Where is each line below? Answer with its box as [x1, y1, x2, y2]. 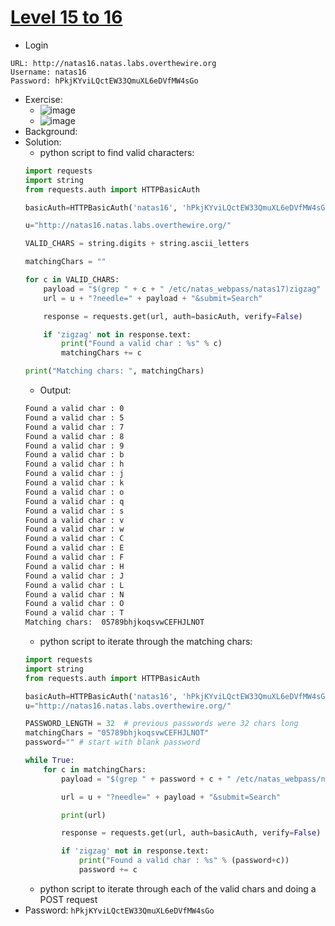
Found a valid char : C [24, 534, 125, 544]
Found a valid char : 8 [24, 431, 125, 441]
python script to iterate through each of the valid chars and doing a [39, 882, 317, 895]
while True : [24, 756, 75, 766]
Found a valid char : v [24, 515, 125, 525]
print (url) [61, 810, 107, 820]
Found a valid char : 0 [24, 404, 125, 414]
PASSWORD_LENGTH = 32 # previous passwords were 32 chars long [24, 719, 299, 729]
